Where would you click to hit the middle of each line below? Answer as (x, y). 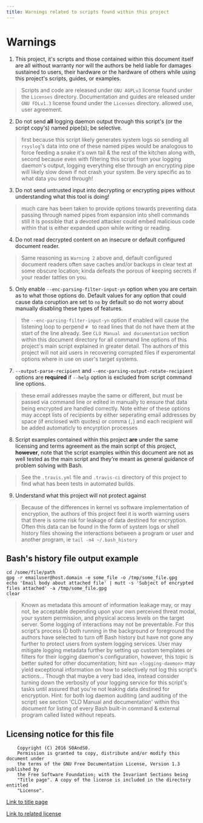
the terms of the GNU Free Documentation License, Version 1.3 (99, 764)
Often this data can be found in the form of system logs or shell (100, 526)
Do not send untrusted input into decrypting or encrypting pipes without (105, 190)
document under (25, 759)
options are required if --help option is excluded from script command (103, 377)
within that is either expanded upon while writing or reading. (96, 227)
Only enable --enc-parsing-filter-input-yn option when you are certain (106, 289)
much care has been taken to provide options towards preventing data (109, 208)
